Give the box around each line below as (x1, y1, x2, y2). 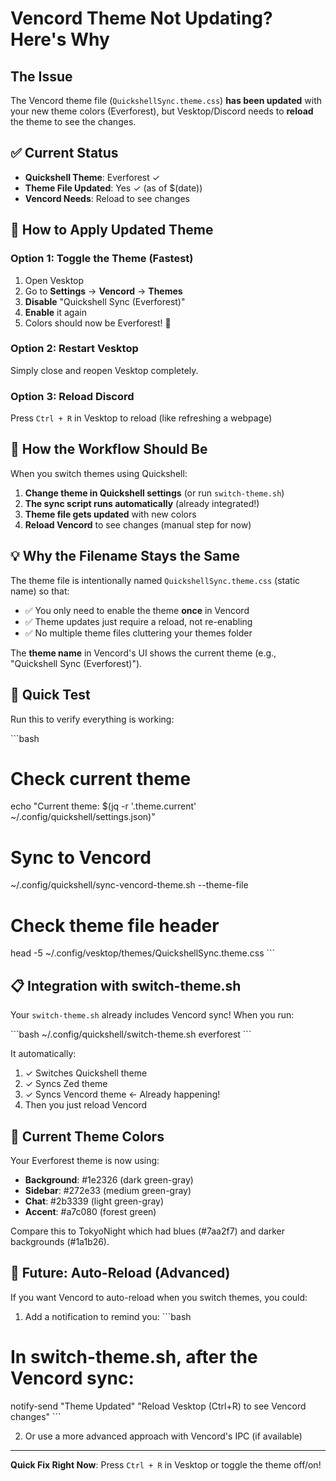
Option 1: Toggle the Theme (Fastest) (10, 252, 194, 266)
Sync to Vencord (10, 846, 152, 869)
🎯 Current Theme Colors (10, 1128, 165, 1145)
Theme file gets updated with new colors (24, 508, 197, 520)
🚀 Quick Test (10, 687, 91, 704)
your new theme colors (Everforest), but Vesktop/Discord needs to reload (10, 105, 314, 117)
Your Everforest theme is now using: (10, 1154, 160, 1166)
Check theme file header (10, 914, 220, 937)
